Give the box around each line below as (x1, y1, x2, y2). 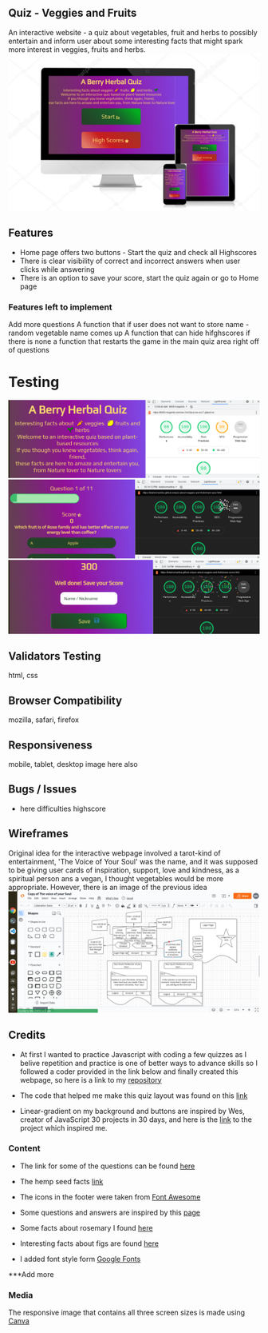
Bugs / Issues (8, 783, 77, 796)
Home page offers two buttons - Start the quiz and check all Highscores (19, 247, 258, 257)
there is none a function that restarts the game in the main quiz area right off (8, 336, 259, 346)
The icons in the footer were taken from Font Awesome (19, 1191, 201, 1202)
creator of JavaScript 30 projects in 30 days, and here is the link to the (19, 1115, 253, 1124)
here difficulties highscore (19, 804, 106, 813)
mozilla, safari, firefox (8, 715, 80, 724)
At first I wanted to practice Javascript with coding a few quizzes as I (19, 1049, 247, 1059)
